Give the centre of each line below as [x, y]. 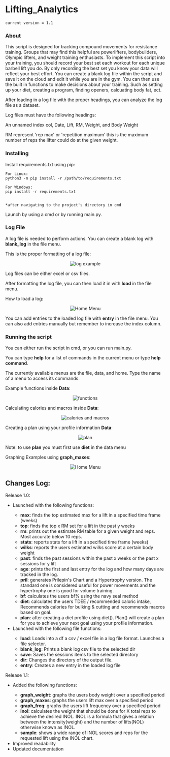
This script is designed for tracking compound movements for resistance [81, 47]
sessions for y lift [38, 563]
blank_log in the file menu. [33, 244]
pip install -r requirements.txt [41, 192]
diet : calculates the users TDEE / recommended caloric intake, [86, 601]
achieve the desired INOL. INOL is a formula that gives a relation [87, 716]
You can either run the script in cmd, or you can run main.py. [69, 348]
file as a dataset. [23, 105]
